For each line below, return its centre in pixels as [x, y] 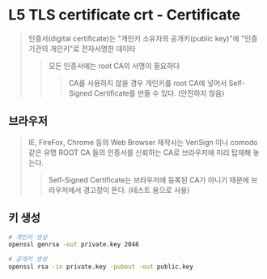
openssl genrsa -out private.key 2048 [74, 245]
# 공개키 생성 [28, 260]
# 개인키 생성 [28, 237]
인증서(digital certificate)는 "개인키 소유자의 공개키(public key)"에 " [136, 38]
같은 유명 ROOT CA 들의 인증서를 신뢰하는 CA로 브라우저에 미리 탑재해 [140, 152]
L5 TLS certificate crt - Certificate [125, 15]
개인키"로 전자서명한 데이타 [93, 48]
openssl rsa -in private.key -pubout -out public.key [101, 267]
